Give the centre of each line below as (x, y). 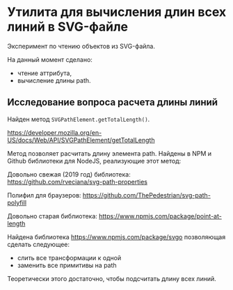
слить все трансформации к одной (69, 257)
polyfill (17, 202)
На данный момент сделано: (50, 59)
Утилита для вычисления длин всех (117, 12)
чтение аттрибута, (44, 73)
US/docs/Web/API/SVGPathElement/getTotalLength (81, 140)
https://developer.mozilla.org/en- (55, 132)
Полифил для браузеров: (44, 195)
